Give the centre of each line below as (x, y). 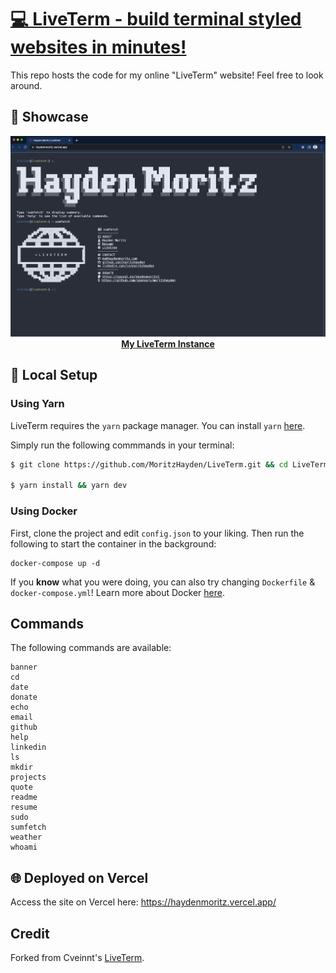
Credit (30, 933)
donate (24, 697)
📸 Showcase (49, 117)
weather (26, 837)
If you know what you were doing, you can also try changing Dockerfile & (163, 582)
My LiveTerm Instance (168, 343)
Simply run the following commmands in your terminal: (122, 445)
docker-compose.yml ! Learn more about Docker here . (117, 592)
